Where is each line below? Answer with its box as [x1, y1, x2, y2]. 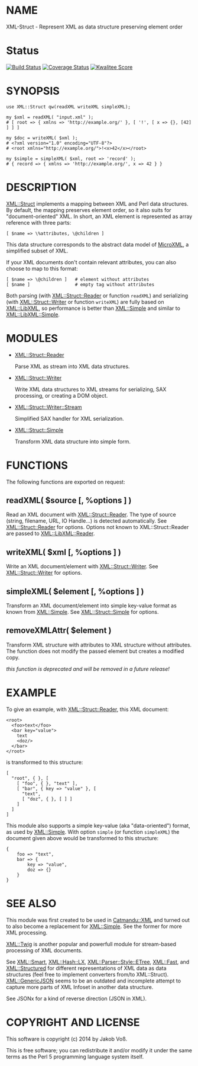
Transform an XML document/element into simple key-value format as [6, 602, 177, 609]
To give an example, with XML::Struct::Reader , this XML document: [6, 706, 169, 713]
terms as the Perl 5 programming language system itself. [6, 1053, 144, 1060]
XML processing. [6, 929, 48, 936]
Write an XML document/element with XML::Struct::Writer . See [6, 563, 158, 570]
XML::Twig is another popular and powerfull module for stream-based [6, 940, 176, 947]
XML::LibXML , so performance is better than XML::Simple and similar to [6, 305, 180, 312]
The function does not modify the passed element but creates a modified [6, 647, 184, 655]
